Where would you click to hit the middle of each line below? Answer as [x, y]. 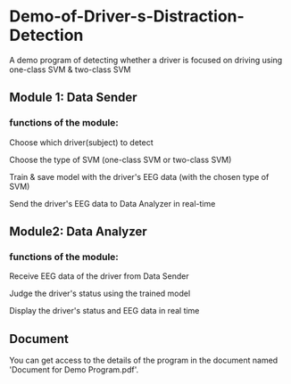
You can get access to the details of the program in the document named [144, 360]
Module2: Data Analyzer [78, 232]
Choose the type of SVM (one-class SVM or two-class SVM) [121, 159]
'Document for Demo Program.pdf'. [74, 370]
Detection [46, 35]
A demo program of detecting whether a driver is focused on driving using [146, 60]
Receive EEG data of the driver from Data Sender [99, 276]
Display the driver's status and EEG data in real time [104, 311]
